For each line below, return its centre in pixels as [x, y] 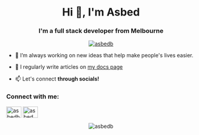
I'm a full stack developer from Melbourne [101, 31]
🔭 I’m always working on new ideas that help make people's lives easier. [104, 56]
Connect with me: [33, 97]
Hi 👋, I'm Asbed [101, 12]
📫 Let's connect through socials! [57, 79]
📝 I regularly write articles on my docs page [69, 67]
